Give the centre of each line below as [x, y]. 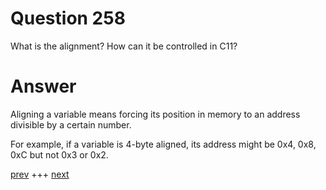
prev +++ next [40, 174]
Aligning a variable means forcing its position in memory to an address [155, 114]
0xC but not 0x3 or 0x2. [59, 154]
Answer [43, 86]
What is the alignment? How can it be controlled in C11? [124, 46]
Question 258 [68, 18]
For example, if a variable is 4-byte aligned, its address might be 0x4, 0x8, [163, 144]
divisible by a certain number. [71, 124]
